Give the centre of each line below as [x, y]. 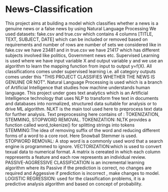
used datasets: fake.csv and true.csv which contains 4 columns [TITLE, [79, 34]
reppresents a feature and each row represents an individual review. [76, 157]
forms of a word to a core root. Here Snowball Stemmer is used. [71, 136]
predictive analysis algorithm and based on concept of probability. [74, 184]
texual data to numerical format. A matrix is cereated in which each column [83, 152]
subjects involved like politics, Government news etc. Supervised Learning [82, 55]
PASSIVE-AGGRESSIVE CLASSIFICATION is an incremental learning [75, 162]
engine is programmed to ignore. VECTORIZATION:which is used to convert [83, 146]
